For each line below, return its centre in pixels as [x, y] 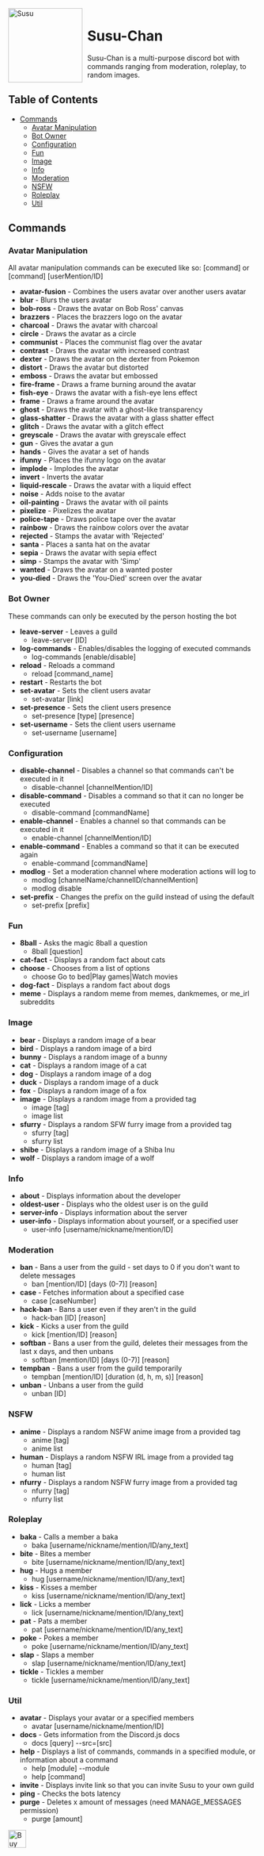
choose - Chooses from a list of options [85, 968]
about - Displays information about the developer [100, 1195]
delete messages [47, 1275]
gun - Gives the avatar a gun [66, 443]
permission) [39, 1811]
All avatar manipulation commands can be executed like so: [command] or [129, 268]
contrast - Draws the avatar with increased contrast [104, 351]
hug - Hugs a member [56, 1570]
